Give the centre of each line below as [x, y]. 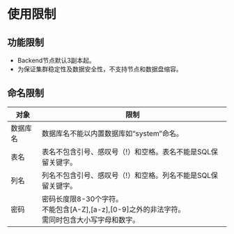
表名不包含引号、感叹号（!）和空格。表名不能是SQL [126, 152]
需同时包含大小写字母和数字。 [91, 219]
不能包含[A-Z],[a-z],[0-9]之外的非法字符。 [113, 209]
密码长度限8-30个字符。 [82, 198]
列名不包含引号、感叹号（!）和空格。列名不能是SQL [126, 175]
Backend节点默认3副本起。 [56, 60]
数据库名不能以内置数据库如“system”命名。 [112, 133]
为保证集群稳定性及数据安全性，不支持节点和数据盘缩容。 [100, 69]
